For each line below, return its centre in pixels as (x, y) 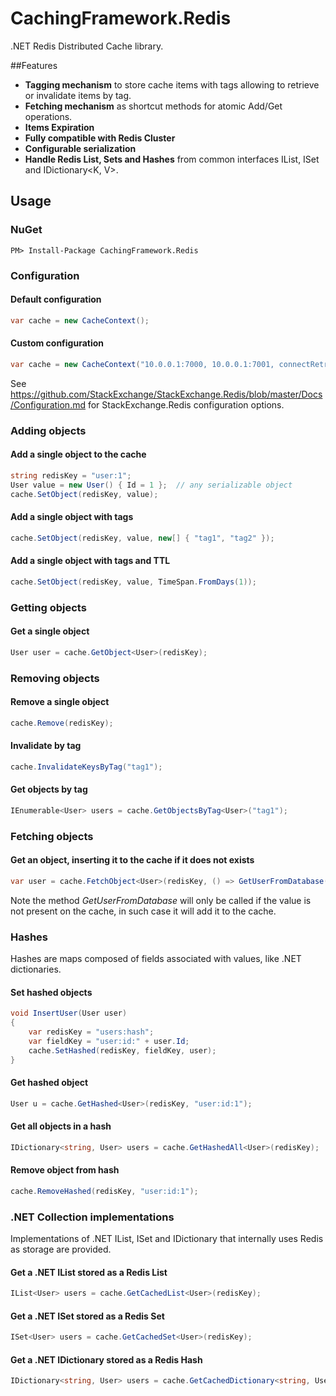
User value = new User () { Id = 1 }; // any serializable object (151, 485)
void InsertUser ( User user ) (69, 1013)
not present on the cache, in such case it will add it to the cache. (143, 911)
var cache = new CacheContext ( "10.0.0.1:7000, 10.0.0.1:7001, (142, 364)
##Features (34, 65)
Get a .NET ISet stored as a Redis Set (87, 1316)
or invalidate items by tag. (78, 95)
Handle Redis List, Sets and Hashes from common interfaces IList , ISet (172, 159)
